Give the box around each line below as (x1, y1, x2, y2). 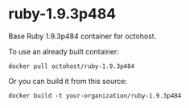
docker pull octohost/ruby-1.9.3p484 (8, 62, 135, 70)
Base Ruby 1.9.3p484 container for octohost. (8, 31, 157, 41)
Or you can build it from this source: (8, 76, 128, 86)
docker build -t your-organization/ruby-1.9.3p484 (8, 91, 182, 100)
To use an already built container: (8, 46, 119, 56)
